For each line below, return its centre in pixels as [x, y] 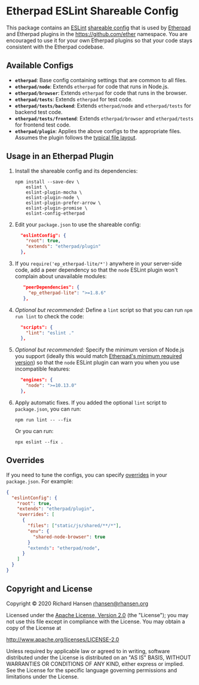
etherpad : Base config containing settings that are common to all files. [101, 80]
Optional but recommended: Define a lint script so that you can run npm [104, 310]
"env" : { [39, 531]
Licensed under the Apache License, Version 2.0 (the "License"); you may [97, 615]
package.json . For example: [40, 481]
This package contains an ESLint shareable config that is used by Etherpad [99, 28]
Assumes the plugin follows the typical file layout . [76, 137]
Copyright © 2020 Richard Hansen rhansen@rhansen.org [77, 603]
